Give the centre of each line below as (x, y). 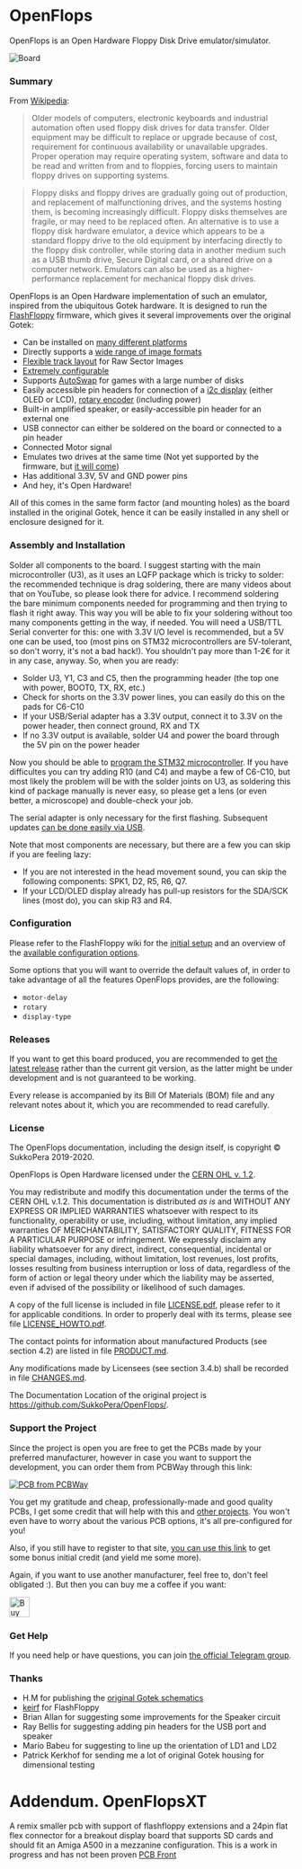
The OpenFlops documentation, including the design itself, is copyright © (145, 1147)
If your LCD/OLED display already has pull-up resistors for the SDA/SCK (155, 890)
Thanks (26, 1679)
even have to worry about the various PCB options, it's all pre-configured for (151, 1520)
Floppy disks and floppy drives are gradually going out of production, (160, 193)
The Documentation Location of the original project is (108, 1395)
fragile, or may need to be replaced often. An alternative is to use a (155, 222)
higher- (240, 270)
